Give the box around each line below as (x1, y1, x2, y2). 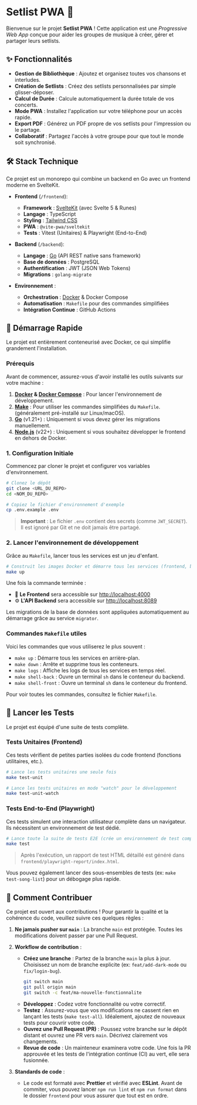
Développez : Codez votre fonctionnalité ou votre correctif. (23, 1000, 167, 1007)
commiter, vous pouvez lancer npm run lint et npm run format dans (23, 1086, 187, 1093)
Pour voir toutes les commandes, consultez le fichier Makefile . (6, 691, 157, 698)
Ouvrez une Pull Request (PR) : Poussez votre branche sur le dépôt (23, 1025, 187, 1032)
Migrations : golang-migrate (23, 271, 92, 278)
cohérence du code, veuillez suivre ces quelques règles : (6, 914, 144, 921)
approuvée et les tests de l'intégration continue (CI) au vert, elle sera (23, 1050, 189, 1057)
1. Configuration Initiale (6, 449, 74, 457)
